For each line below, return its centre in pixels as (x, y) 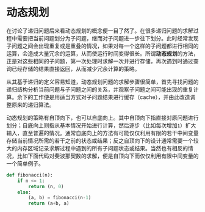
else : (24, 192)
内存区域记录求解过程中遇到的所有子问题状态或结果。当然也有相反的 (102, 148)
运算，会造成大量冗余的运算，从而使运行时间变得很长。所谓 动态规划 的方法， (103, 53)
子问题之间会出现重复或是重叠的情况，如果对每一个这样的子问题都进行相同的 (103, 46)
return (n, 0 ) (46, 186)
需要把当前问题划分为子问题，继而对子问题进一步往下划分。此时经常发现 (108, 38)
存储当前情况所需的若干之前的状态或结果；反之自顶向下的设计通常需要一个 (100, 141)
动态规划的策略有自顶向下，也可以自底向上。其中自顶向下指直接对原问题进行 (103, 117)
